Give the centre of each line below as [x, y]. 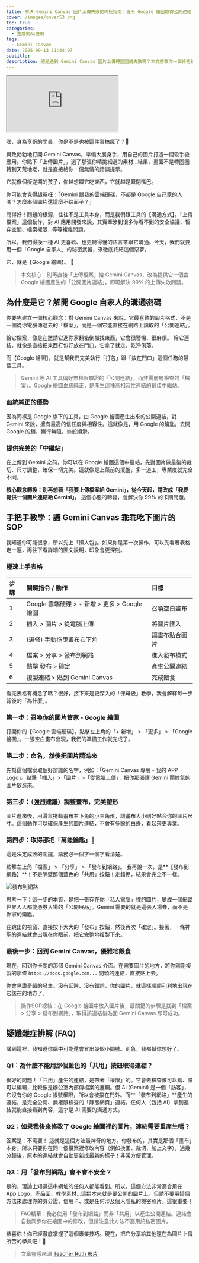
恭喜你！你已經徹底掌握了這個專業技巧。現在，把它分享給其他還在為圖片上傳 [99, 1234]
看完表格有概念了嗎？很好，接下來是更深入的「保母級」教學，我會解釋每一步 [99, 694]
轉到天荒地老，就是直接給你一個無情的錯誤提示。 [66, 169]
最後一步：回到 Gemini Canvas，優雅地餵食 [69, 952]
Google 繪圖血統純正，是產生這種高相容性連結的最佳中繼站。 [108, 385]
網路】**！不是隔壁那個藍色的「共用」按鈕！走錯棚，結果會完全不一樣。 [94, 874]
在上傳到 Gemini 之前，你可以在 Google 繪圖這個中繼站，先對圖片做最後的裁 [99, 462]
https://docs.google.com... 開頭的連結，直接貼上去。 [95, 973]
